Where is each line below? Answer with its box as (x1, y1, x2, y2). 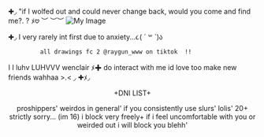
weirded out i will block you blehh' (76, 120, 188, 129)
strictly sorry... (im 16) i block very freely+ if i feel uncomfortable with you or (9, 112, 256, 121)
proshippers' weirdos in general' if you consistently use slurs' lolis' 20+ (17, 104, 248, 113)
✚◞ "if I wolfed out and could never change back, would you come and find (8, 7, 251, 16)
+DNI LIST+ (113, 88, 151, 98)
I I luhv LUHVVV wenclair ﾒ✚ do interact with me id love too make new (8, 63, 237, 72)
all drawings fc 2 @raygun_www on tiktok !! (39, 48, 192, 56)
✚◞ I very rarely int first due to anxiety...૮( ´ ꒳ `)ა (8, 32, 163, 42)
